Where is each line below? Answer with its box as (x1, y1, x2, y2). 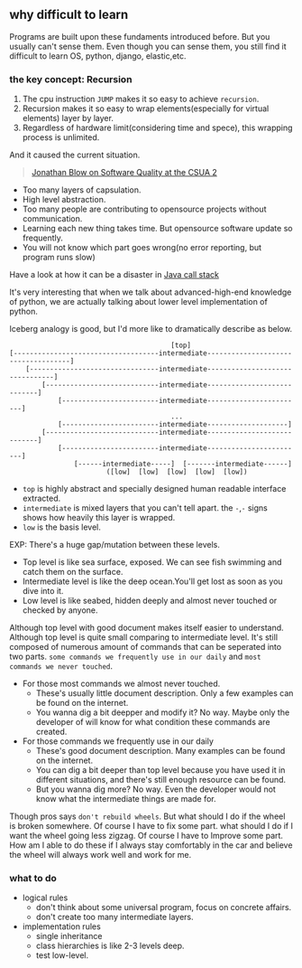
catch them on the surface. (22, 567, 124, 578)
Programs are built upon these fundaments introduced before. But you (9, 31, 270, 42)
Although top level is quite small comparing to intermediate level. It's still (9, 632, 278, 643)
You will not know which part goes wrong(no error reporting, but (22, 242, 262, 253)
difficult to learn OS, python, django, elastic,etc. (9, 50, 187, 61)
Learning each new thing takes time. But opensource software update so (22, 223, 293, 234)
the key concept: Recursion (9, 72, 133, 85)
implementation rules (22, 921, 101, 932)
